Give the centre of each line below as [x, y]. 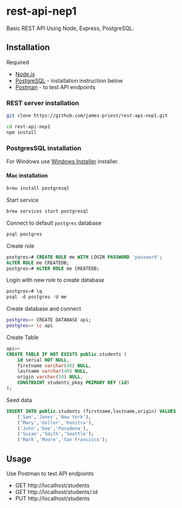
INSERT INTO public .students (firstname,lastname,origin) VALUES [91, 411]
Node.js [25, 74]
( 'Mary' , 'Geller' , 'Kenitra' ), [56, 423]
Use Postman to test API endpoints [50, 473]
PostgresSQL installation [44, 148]
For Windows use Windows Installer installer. [63, 161]
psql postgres [24, 234]
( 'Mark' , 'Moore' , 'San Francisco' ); [63, 440]
